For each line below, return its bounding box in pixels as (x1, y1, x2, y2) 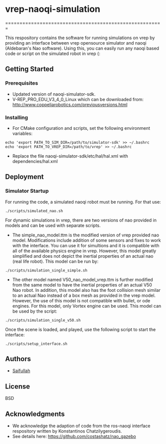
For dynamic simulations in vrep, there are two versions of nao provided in (5, 217, 157, 223)
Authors (5, 355, 31, 363)
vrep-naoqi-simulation (5, 3, 101, 15)
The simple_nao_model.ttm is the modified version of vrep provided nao (12, 232, 160, 238)
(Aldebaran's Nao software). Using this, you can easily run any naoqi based (5, 45, 160, 51)
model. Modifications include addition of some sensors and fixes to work (12, 237, 161, 243)
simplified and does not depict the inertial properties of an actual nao (12, 253, 154, 259)
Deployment (5, 172, 44, 181)
